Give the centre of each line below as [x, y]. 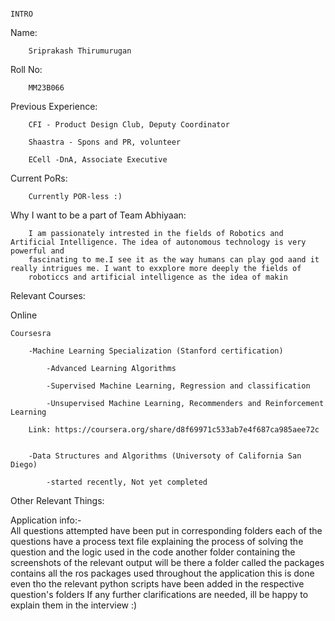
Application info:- [46, 520]
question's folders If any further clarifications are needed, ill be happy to [159, 594]
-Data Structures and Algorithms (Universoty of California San [165, 456]
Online [24, 315]
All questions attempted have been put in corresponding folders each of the [166, 530]
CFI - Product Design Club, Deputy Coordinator [129, 125]
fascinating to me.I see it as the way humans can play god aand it [174, 260]
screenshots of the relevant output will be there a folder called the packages [167, 562]
